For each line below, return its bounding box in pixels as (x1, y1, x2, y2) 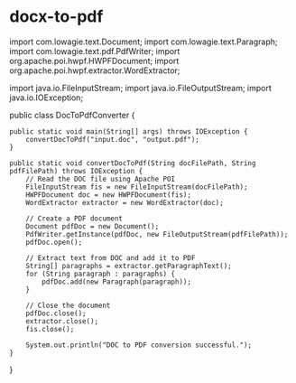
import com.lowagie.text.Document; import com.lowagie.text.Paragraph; (9, 36, 278, 47)
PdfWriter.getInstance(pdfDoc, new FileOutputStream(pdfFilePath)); (25, 229, 289, 238)
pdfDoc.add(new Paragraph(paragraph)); (42, 277, 192, 286)
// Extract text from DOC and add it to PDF (25, 253, 196, 263)
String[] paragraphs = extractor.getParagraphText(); (25, 261, 232, 270)
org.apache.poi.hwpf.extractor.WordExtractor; (9, 65, 180, 76)
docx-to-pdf (9, 6, 104, 27)
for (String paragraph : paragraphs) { (25, 269, 176, 278)
